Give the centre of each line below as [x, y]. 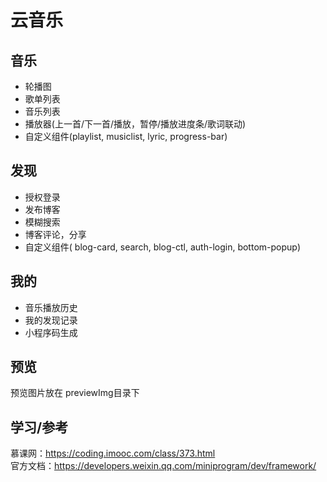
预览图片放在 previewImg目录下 [75, 393]
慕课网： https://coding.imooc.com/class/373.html [113, 453]
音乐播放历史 [51, 307]
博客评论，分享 [55, 234]
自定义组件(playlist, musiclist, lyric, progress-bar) [126, 136]
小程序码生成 [51, 332]
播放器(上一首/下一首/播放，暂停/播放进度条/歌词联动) [135, 124]
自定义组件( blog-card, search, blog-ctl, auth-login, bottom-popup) [162, 247]
